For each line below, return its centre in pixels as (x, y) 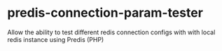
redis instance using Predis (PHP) (56, 39)
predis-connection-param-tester (105, 13)
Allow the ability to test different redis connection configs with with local (111, 32)
